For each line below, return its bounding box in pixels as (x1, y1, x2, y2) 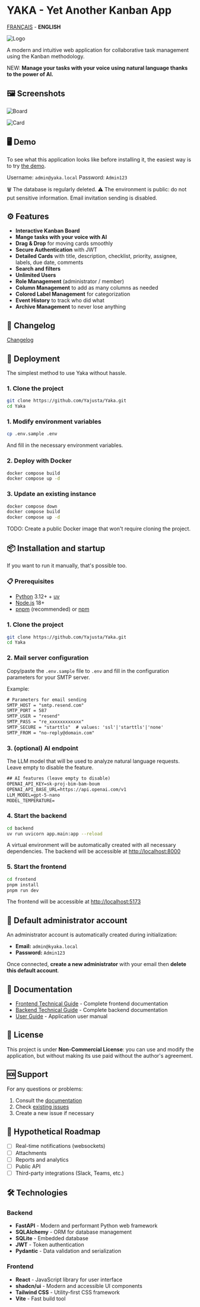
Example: (7, 685, 30, 692)
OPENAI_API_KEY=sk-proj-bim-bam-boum (7, 781, 100, 787)
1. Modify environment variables (7, 417, 101, 426)
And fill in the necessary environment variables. (7, 442, 123, 449)
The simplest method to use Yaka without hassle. (7, 370, 127, 376)
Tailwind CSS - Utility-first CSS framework (15, 1289, 120, 1296)
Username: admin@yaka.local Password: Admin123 (7, 173, 128, 181)
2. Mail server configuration (7, 654, 89, 662)
